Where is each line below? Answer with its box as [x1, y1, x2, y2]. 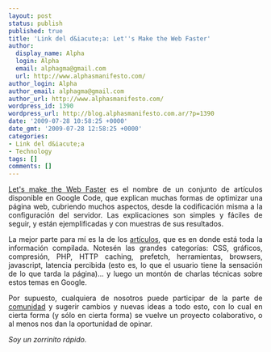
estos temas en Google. [8, 278, 87, 287]
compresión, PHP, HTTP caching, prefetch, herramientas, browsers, [8, 252, 263, 261]
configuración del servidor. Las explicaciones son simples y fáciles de [8, 210, 263, 220]
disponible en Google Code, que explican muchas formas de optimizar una [8, 193, 263, 203]
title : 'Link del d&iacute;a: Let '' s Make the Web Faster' [8, 34, 211, 43]
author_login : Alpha [8, 79, 78, 87]
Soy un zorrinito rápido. [8, 335, 87, 345]
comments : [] [8, 163, 52, 171]
